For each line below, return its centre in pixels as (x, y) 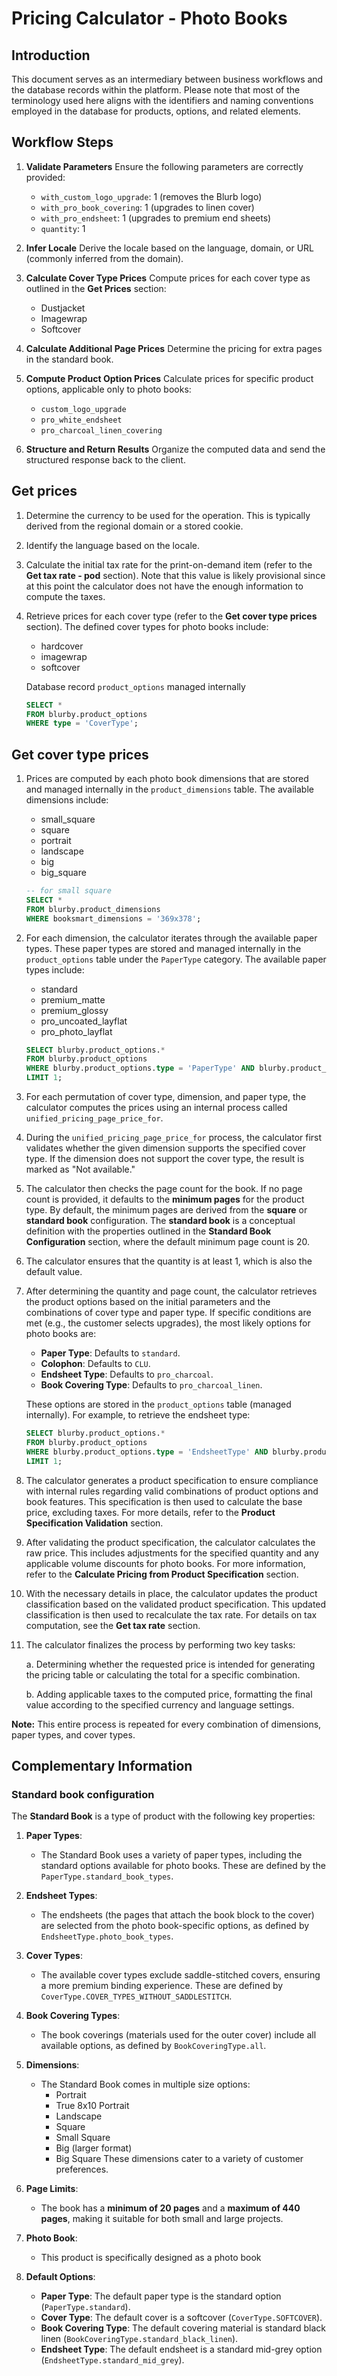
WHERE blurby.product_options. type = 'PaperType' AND (140, 1068)
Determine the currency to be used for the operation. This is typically (168, 515)
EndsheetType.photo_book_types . (107, 1936)
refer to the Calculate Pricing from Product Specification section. (162, 1574)
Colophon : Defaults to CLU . (95, 1364)
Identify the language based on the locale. (112, 545)
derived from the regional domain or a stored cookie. (134, 526)
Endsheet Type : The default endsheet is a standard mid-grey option (181, 2349)
